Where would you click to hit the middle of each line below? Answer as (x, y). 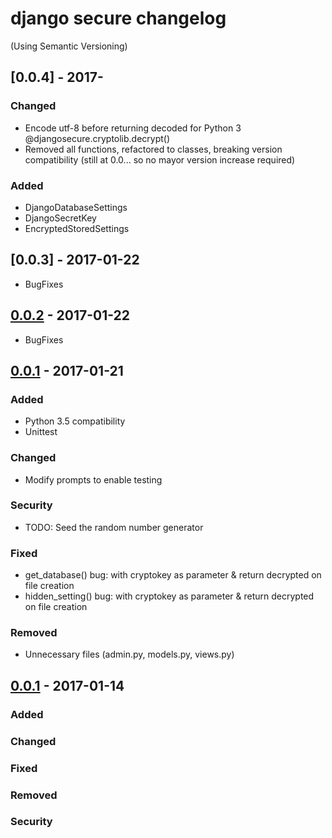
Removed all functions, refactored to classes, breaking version (153, 149)
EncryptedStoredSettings (77, 228)
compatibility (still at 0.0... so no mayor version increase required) (160, 159)
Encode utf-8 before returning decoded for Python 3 (133, 128)
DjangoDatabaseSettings (76, 207)
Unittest (41, 432)
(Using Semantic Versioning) (69, 46)
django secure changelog (118, 18)
